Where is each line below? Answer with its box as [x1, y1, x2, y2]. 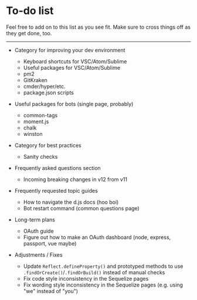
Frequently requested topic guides [14, 187, 98, 194]
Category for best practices [14, 142, 82, 149]
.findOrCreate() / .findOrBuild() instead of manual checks [23, 268, 165, 276]
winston [23, 130, 43, 137]
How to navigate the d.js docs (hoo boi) [23, 198, 119, 206]
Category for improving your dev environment [14, 46, 125, 53]
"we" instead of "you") [23, 287, 78, 294]
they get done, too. [6, 29, 52, 36]
